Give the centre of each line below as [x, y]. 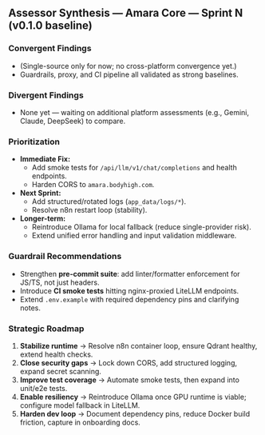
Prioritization [34, 142]
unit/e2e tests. [44, 388]
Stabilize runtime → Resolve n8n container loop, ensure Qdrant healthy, [138, 345]
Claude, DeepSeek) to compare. [73, 121]
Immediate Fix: [45, 159]
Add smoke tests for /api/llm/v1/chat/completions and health [134, 168]
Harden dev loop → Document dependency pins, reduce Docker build [135, 413]
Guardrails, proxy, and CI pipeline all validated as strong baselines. [129, 74]
